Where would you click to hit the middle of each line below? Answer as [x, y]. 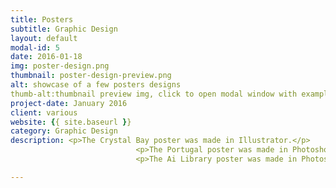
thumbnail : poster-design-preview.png [91, 76]
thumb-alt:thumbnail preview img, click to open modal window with [154, 94]
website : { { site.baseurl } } [71, 122]
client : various [44, 112]
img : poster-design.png [60, 66]
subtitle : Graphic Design [64, 29]
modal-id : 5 [35, 47]
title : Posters [42, 19]
